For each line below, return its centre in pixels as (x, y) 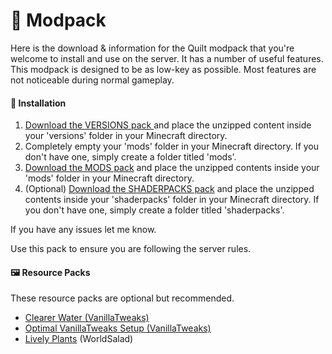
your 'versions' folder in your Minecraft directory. (126, 136)
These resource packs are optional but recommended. (122, 298)
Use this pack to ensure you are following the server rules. (131, 249)
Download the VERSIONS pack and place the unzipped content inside (168, 125)
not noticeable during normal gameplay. (92, 80)
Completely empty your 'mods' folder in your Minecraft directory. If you (172, 146)
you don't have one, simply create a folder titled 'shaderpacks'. (154, 210)
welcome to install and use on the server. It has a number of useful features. (167, 58)
